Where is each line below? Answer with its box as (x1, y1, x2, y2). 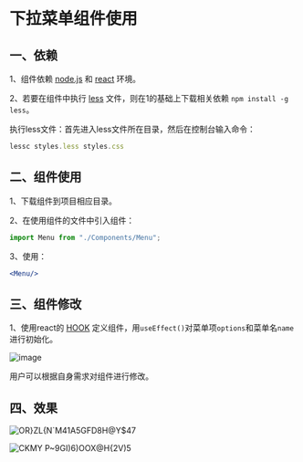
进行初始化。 (9, 334, 57, 345)
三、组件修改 (9, 296, 82, 311)
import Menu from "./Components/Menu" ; (9, 233, 162, 242)
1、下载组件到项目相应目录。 (9, 195, 117, 206)
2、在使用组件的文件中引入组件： (9, 215, 135, 226)
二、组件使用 (9, 170, 82, 185)
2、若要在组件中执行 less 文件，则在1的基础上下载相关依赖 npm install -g (9, 93, 289, 103)
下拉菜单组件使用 (9, 8, 139, 29)
